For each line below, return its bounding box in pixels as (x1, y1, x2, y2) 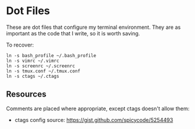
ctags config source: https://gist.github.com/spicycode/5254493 (14, 116, 173, 123)
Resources (6, 90, 47, 100)
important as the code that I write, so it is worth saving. (6, 29, 140, 37)
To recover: (6, 41, 34, 48)
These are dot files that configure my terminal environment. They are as (6, 24, 181, 31)
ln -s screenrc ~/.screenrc (6, 63, 76, 69)
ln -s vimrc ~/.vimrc (6, 58, 60, 64)
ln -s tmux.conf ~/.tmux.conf (6, 68, 81, 74)
